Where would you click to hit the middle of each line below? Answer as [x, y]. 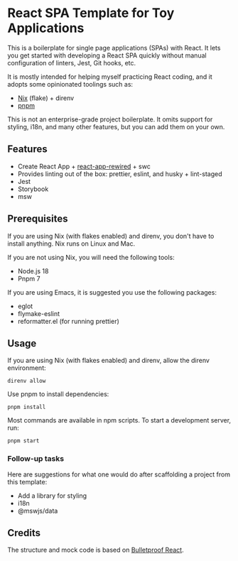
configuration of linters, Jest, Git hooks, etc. [72, 62]
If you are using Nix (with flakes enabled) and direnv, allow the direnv [108, 361]
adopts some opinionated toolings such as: [70, 84]
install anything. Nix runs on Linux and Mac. [71, 244]
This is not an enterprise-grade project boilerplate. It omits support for [110, 119]
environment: [27, 368]
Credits [24, 533]
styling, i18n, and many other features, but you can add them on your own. [116, 126]
